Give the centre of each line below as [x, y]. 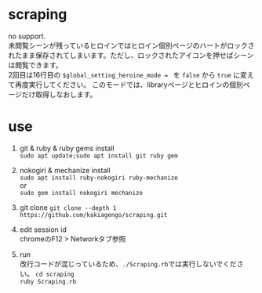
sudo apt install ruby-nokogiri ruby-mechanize [98, 178]
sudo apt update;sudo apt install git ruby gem [98, 156]
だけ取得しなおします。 [59, 94]
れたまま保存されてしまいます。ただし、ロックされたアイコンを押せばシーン [131, 55]
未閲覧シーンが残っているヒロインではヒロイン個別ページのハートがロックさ [131, 45]
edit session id [43, 230]
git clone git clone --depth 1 [68, 207]
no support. [27, 36]
